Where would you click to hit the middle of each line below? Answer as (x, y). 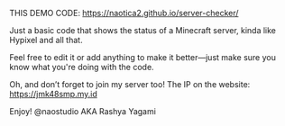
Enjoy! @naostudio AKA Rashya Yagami (83, 111)
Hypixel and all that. (46, 40)
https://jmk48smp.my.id (53, 94)
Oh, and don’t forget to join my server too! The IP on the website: (130, 84)
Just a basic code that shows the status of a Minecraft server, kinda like (143, 30)
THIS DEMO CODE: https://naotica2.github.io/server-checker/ (124, 13)
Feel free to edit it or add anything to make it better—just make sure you (143, 57)
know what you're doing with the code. (82, 67)
